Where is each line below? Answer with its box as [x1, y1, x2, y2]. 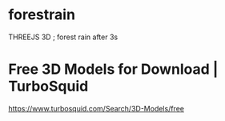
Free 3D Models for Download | [8, 60, 219, 79]
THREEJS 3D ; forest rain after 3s [8, 32, 119, 42]
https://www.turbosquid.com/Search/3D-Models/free [8, 103, 184, 113]
